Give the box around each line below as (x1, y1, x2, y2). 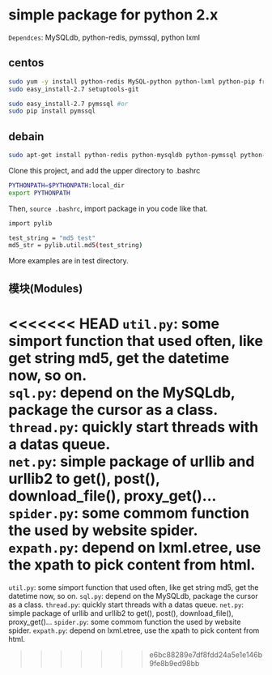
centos (8, 56, 45, 70)
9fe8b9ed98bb (149, 658, 200, 668)
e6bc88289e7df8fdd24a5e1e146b (149, 650, 263, 660)
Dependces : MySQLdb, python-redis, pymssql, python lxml (8, 32, 201, 42)
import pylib (8, 219, 53, 228)
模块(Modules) (8, 281, 83, 295)
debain (8, 130, 45, 143)
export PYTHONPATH (8, 189, 70, 197)
